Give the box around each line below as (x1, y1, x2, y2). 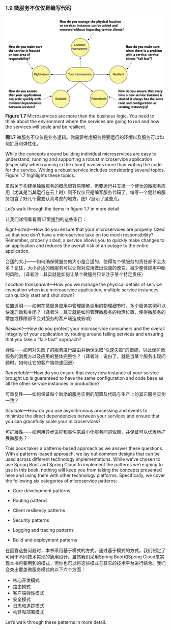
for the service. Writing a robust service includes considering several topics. (5, 167, 165, 173)
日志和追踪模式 (12, 603, 44, 609)
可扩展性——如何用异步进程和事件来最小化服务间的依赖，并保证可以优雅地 (5, 429, 161, 435)
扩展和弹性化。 (9, 141, 41, 147)
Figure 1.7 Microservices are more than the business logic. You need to (5, 113, 155, 119)
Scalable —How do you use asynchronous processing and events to (5, 408, 148, 414)
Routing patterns (12, 497, 48, 504)
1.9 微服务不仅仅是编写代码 (5, 4, 71, 11)
